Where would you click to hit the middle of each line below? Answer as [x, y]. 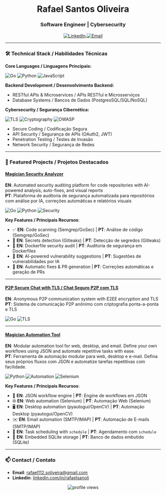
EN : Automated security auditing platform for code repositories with [74, 185]
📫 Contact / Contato [30, 460]
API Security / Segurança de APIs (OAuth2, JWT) [62, 134]
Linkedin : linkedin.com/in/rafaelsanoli [51, 478]
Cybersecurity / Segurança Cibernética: [47, 110]
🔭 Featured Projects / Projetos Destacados [57, 162]
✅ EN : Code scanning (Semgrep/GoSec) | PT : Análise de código [78, 229]
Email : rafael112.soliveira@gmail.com [50, 473]
